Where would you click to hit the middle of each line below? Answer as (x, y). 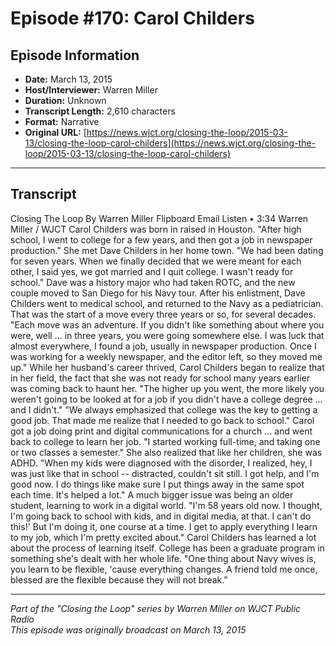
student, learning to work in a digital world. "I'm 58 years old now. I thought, (166, 505)
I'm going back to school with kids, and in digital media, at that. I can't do (161, 516)
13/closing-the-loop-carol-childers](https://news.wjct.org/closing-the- (170, 143)
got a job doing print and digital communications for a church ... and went (161, 431)
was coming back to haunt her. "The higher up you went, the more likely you (167, 388)
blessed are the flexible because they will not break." (119, 579)
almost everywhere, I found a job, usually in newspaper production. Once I (163, 346)
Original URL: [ (55, 132)
